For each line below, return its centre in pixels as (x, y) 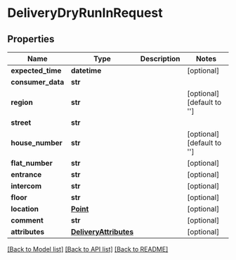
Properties (31, 39)
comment (27, 220)
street (21, 123)
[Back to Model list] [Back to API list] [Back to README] (88, 249)
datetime (86, 70)
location (25, 209)
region (22, 102)
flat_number (32, 163)
